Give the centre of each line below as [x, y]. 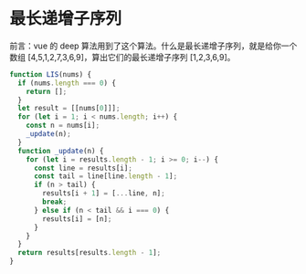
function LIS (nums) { [51, 74]
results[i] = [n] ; [77, 219]
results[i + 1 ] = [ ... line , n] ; [104, 194]
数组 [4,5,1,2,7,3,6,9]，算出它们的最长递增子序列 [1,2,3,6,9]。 [122, 57]
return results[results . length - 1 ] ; [90, 253]
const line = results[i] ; [83, 168]
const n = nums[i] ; [63, 126]
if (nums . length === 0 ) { [67, 83]
